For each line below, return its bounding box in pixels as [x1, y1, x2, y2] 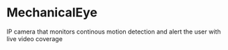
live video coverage [6, 34, 63, 42]
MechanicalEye [6, 5, 98, 21]
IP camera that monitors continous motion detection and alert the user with [6, 27, 221, 36]
